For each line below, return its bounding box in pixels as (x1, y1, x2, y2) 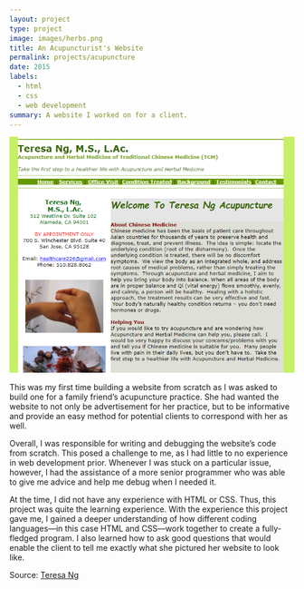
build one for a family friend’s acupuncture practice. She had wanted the (9, 391, 280, 403)
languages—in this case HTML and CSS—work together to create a (9, 523, 261, 535)
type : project (9, 24, 63, 34)
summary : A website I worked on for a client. (9, 110, 188, 120)
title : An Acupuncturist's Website (9, 44, 144, 53)
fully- (261, 523, 282, 535)
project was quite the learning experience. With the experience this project (9, 504, 288, 515)
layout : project (9, 15, 71, 24)
